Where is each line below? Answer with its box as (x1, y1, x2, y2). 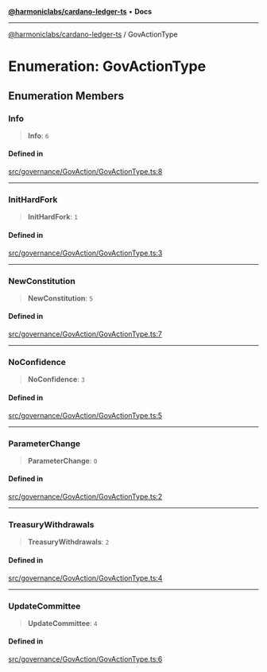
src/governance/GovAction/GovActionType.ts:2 (8, 492, 163, 502)
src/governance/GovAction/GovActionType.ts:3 (8, 248, 163, 258)
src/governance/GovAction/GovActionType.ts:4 (8, 573, 163, 583)
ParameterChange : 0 (27, 456, 98, 465)
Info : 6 (27, 130, 49, 140)
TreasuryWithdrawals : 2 (27, 537, 110, 547)
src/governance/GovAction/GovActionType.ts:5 (8, 410, 163, 420)
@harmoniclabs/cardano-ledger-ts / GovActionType (8, 29, 178, 39)
